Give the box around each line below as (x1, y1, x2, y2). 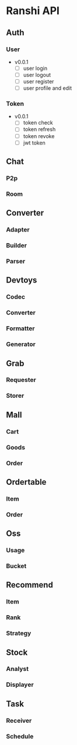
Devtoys (6, 275, 37, 286)
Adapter (6, 226, 30, 234)
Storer (6, 392, 24, 400)
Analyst (6, 665, 29, 673)
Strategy (6, 629, 32, 637)
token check (23, 119, 54, 126)
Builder (6, 241, 27, 250)
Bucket (6, 562, 27, 570)
